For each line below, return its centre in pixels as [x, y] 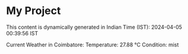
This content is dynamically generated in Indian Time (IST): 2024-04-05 [94, 27]
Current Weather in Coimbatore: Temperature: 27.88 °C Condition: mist [93, 45]
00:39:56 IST [22, 33]
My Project [34, 11]
